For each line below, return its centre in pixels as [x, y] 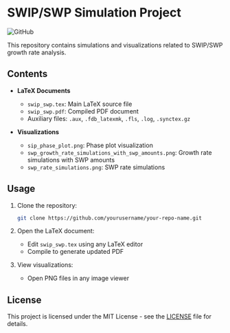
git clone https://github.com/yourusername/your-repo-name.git [110, 218]
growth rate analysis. [37, 52]
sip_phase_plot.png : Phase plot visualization [90, 145]
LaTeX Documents [44, 90]
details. [18, 324]
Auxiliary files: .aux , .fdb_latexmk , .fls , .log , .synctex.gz [109, 118]
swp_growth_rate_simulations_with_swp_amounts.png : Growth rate [119, 152]
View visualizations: [45, 265]
